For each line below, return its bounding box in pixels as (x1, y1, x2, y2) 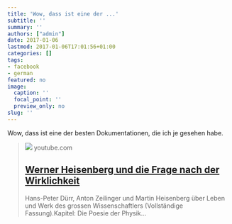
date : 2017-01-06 (7, 37, 59, 44)
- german (7, 69, 33, 77)
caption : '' (13, 89, 50, 96)
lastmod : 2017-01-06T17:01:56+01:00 (7, 43, 116, 50)
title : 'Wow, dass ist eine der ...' (7, 10, 119, 18)
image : (7, 83, 27, 90)
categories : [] (7, 50, 53, 57)
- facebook (7, 63, 40, 70)
